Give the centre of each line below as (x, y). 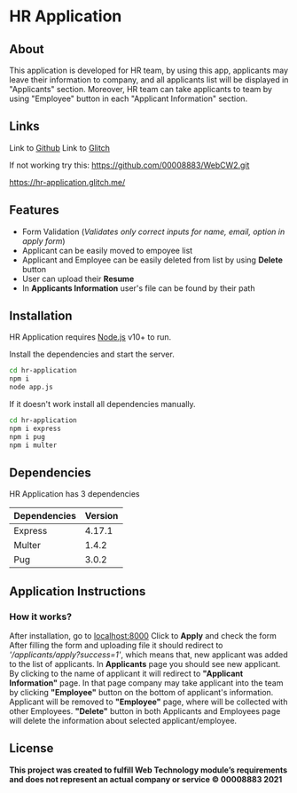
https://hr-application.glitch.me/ (67, 182)
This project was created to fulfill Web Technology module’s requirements (148, 770)
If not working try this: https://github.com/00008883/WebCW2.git (129, 165)
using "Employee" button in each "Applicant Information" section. (129, 98)
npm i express (35, 428)
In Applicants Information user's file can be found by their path (138, 288)
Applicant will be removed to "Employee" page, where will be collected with (148, 702)
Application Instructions (78, 591)
